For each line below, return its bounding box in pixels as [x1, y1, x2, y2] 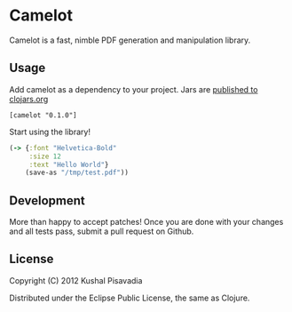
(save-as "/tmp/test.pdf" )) [25, 168, 129, 178]
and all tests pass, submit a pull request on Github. [9, 226, 194, 236]
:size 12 [28, 152, 62, 161]
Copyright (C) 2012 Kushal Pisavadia [9, 275, 143, 285]
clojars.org [9, 93, 49, 104]
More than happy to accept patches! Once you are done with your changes [9, 217, 284, 228]
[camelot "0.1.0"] [9, 110, 77, 120]
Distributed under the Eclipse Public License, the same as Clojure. [9, 292, 250, 303]
